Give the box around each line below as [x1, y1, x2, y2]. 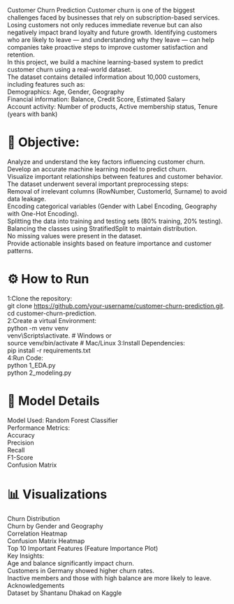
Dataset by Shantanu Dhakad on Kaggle [7, 589, 122, 597]
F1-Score [7, 453, 34, 461]
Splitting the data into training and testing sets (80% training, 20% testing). [7, 217, 224, 225]
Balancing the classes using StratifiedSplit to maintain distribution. [7, 224, 198, 233]
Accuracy [7, 431, 35, 439]
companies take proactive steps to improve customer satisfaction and [7, 43, 208, 51]
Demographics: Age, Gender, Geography [7, 87, 124, 96]
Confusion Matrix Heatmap [7, 536, 85, 545]
